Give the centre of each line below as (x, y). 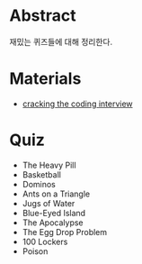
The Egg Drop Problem (65, 232)
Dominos (39, 184)
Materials (45, 79)
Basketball (41, 174)
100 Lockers (45, 241)
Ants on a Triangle (56, 194)
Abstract (43, 16)
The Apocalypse (53, 223)
